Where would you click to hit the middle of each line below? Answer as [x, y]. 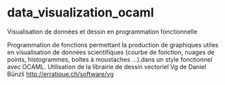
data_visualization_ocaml [81, 13]
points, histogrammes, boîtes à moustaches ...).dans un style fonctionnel [110, 59]
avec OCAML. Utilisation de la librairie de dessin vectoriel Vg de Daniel [107, 66]
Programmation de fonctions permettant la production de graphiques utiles [113, 45]
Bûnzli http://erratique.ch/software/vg [61, 74]
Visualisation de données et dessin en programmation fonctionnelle [102, 32]
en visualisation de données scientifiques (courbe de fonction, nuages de [111, 52]
